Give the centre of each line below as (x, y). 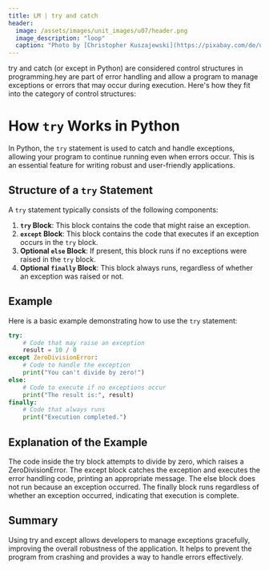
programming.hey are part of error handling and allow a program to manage (133, 77)
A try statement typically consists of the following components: (113, 210)
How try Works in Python (94, 126)
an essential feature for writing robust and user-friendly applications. (122, 166)
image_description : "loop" (60, 38)
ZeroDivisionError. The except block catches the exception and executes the (134, 470)
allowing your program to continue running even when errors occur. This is (131, 157)
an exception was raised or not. (72, 276)
